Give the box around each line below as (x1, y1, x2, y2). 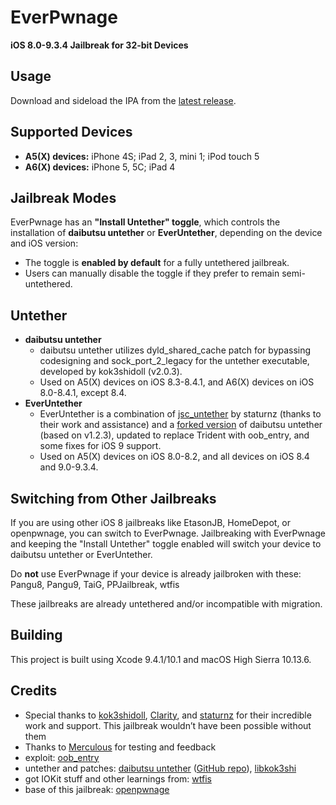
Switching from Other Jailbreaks (10, 490, 217, 507)
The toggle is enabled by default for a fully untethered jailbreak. (24, 257, 290, 269)
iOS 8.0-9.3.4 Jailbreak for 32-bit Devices (10, 39, 189, 51)
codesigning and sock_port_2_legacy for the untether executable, (39, 355, 310, 367)
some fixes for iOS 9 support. (39, 440, 162, 452)
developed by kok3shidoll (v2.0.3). (39, 366, 183, 378)
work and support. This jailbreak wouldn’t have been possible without (24, 719, 312, 731)
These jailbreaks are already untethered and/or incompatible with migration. (10, 598, 323, 610)
